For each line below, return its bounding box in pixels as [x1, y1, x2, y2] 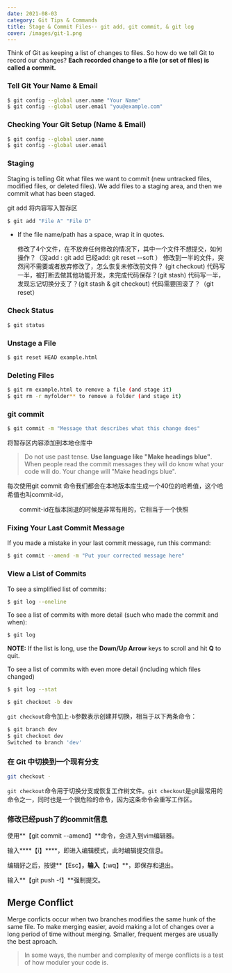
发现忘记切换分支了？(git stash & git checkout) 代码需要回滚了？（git [17, 279, 214, 288]
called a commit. [7, 63, 56, 72]
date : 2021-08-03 [7, 10, 58, 17]
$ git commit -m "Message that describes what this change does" [7, 425, 200, 432]
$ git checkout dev [7, 733, 64, 740]
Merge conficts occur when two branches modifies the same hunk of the [7, 914, 216, 924]
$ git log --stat [7, 686, 58, 694]
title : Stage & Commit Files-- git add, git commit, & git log [7, 23, 194, 30]
